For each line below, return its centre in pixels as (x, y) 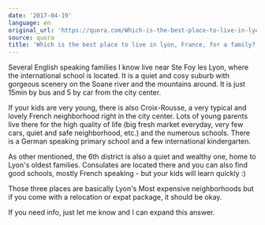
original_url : (32, 30)
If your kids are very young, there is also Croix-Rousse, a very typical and (127, 108)
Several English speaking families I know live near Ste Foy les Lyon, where (129, 67)
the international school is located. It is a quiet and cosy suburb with (119, 76)
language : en (30, 23)
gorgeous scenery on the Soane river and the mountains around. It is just (127, 84)
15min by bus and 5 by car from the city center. (85, 92)
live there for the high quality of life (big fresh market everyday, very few (126, 125)
